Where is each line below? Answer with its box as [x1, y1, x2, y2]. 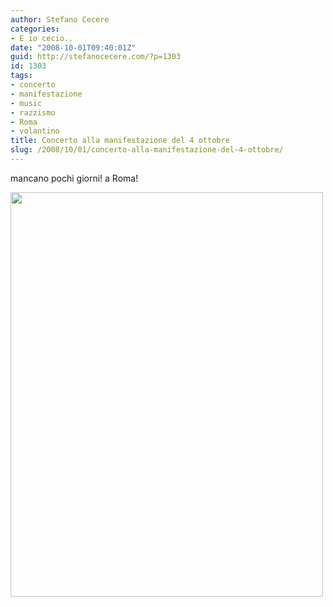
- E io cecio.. [10, 33, 74, 43]
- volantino [10, 126, 60, 136]
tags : [10, 71, 33, 81]
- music [10, 98, 43, 108]
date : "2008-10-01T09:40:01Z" [10, 42, 137, 53]
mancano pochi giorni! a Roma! [10, 172, 139, 184]
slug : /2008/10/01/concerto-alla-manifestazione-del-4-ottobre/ [10, 145, 284, 155]
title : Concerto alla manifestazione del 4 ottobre [10, 136, 230, 146]
